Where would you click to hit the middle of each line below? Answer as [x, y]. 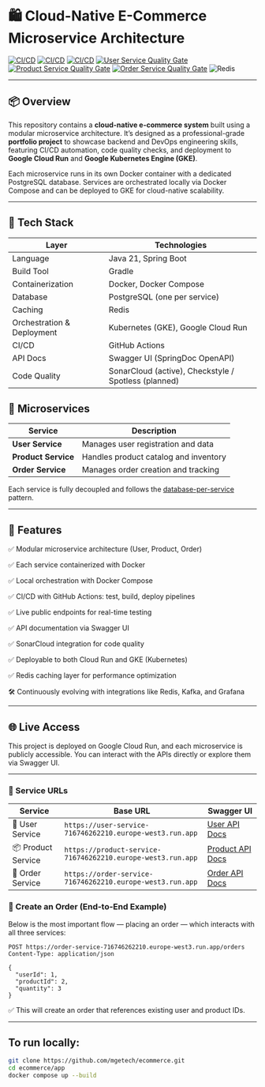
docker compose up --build [52, 1076]
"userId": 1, [37, 974]
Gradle [121, 271]
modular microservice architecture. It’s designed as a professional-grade [127, 133]
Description [154, 431]
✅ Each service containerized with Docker [77, 565]
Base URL [132, 811]
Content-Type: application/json [61, 953]
